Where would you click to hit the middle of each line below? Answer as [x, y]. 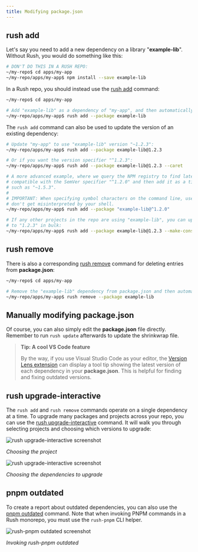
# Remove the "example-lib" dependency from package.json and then [91, 291]
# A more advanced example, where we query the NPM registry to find [93, 177]
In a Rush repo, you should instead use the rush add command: [83, 89]
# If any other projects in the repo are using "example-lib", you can [96, 220]
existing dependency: [32, 133]
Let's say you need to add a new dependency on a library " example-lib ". [94, 50]
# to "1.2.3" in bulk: [34, 226]
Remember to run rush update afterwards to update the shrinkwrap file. [93, 336]
